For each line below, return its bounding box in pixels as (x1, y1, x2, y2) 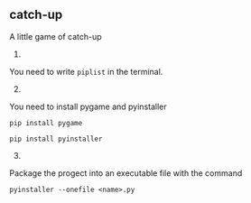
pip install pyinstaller (9, 134, 103, 143)
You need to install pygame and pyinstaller (9, 101, 167, 112)
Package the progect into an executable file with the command (9, 167, 243, 179)
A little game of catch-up (9, 31, 102, 42)
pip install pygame (9, 118, 83, 127)
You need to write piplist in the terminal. (9, 66, 163, 77)
